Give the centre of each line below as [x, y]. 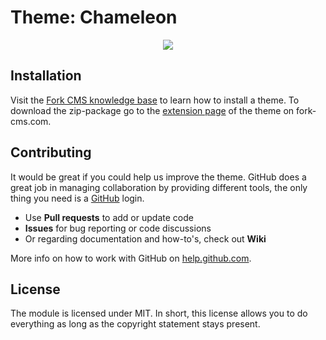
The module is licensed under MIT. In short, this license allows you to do [159, 313]
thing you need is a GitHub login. [77, 198]
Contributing [51, 152]
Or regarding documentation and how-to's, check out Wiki [145, 238]
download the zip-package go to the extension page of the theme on [152, 110]
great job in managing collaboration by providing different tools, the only [159, 187]
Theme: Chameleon [94, 17]
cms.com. [31, 121]
